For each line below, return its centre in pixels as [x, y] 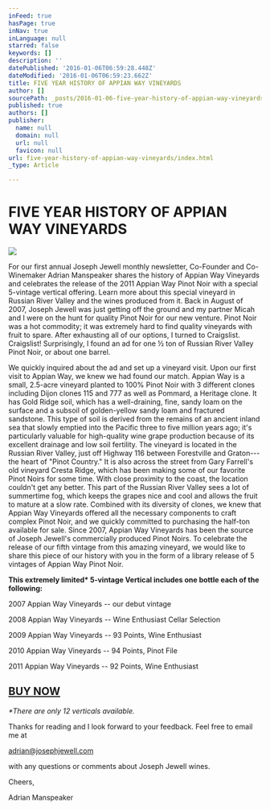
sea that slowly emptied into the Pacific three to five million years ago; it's [130, 428]
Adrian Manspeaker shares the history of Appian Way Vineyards [153, 275]
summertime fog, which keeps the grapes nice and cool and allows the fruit [133, 496]
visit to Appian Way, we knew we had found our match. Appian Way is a [127, 376]
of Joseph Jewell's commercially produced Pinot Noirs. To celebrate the [128, 539]
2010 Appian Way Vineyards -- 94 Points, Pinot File [93, 651]
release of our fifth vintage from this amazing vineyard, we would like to [127, 547]
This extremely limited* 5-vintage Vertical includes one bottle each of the [134, 580]
